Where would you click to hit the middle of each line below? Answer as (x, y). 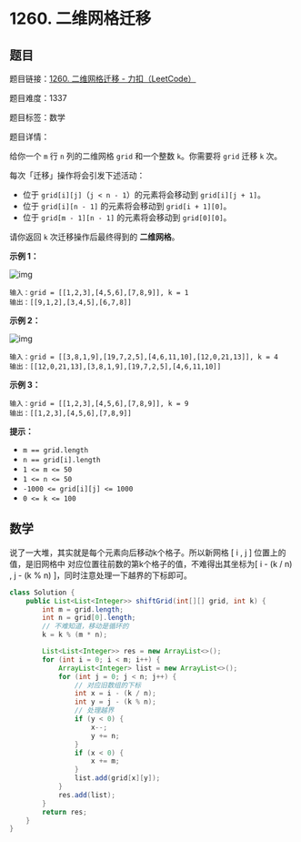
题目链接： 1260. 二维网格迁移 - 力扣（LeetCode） (103, 79)
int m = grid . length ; (83, 609)
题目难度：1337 (38, 98)
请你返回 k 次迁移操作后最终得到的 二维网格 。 (95, 237)
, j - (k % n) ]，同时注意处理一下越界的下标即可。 (101, 575)
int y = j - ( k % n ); (115, 702)
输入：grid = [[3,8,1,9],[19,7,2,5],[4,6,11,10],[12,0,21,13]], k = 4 (144, 357)
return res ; (65, 812)
